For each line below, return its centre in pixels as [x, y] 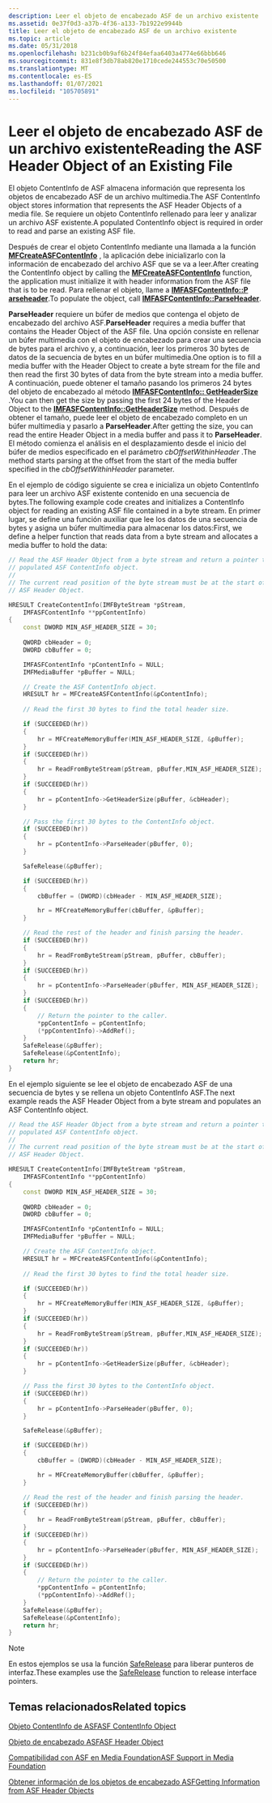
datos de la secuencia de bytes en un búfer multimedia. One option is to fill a [135, 357]
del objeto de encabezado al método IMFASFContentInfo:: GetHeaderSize [134, 392]
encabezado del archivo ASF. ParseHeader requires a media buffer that [127, 323]
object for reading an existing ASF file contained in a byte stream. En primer [135, 511]
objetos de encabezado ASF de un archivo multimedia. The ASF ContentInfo [134, 197]
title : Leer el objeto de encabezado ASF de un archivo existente [123, 31]
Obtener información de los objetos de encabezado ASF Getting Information [134, 1782]
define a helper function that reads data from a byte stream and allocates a [134, 536]
